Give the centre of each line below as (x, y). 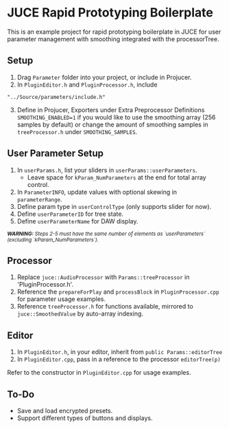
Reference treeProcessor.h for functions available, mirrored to (105, 307)
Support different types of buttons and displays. (85, 418)
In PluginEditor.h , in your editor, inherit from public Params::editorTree (120, 352)
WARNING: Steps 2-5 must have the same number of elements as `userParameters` (106, 234)
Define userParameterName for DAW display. (77, 221)
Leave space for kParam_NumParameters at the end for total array (117, 177)
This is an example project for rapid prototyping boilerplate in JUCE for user (114, 32)
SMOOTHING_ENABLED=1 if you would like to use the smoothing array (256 (116, 117)
